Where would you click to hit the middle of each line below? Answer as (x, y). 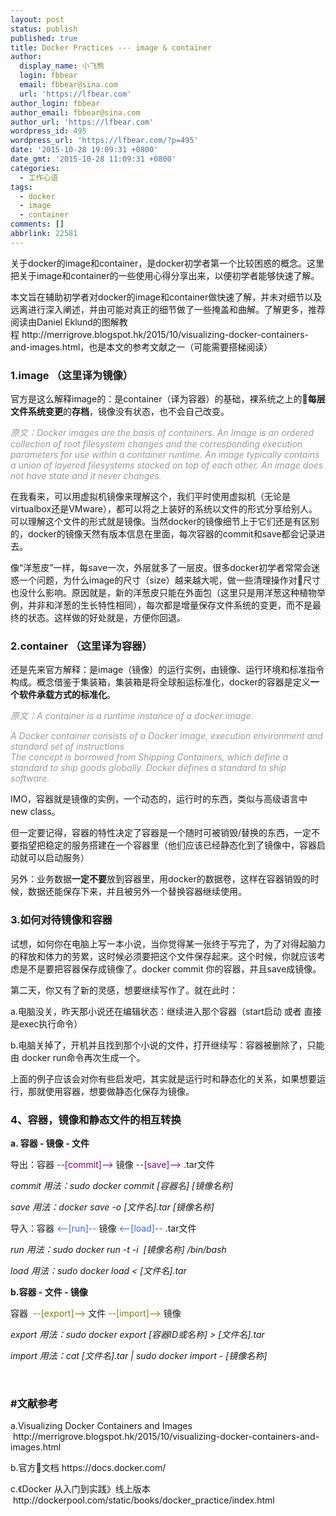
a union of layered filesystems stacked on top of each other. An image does (167, 465)
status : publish (44, 29)
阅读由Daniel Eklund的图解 (65, 322)
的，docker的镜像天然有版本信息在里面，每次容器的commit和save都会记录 (163, 534)
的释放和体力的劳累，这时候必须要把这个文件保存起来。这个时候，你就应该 (163, 956)
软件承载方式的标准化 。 (67, 695)
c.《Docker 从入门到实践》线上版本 (80, 1489)
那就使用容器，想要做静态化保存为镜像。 (111, 1091)
